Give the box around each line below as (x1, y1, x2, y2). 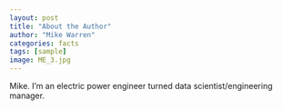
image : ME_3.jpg (9, 55, 71, 65)
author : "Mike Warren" (9, 30, 96, 39)
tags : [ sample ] (9, 47, 67, 56)
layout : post (9, 13, 59, 23)
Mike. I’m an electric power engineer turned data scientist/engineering (9, 81, 273, 91)
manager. (9, 90, 45, 101)
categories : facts (9, 38, 79, 48)
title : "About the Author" (9, 22, 112, 31)
